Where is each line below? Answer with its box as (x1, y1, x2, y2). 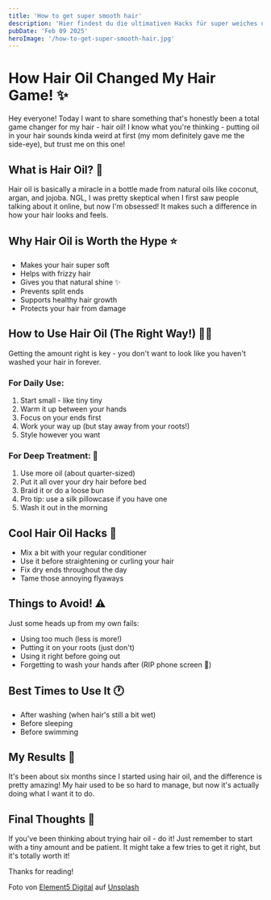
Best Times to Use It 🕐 (8, 684, 125, 698)
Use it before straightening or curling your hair (19, 556, 175, 566)
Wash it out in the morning (19, 503, 108, 513)
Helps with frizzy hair (19, 268, 91, 278)
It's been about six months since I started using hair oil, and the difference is (8, 771, 262, 781)
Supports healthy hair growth (19, 294, 118, 304)
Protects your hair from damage (19, 303, 127, 313)
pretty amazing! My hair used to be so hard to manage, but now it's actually (8, 780, 260, 790)
